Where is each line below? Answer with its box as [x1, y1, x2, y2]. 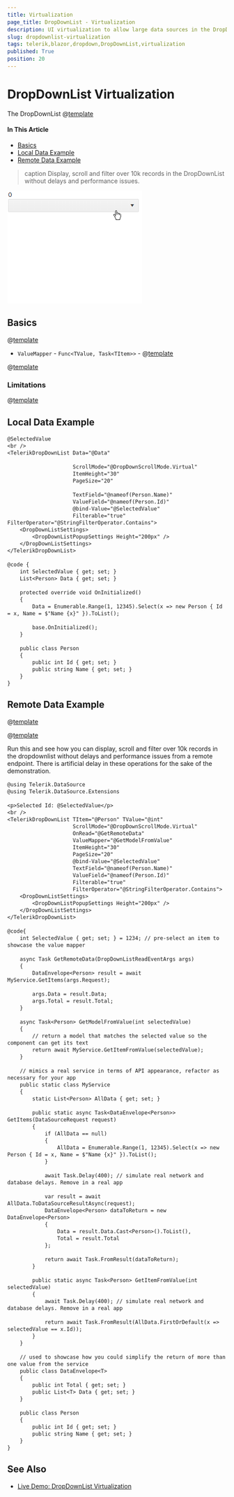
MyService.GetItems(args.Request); [7, 976, 111, 984]
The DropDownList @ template [7, 109, 94, 118]
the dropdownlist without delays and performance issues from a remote [7, 751, 213, 760]
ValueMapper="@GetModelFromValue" [72, 836, 173, 844]
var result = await [44, 1193, 101, 1200]
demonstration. [7, 767, 51, 775]
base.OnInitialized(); [32, 624, 98, 631]
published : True [7, 48, 54, 55]
